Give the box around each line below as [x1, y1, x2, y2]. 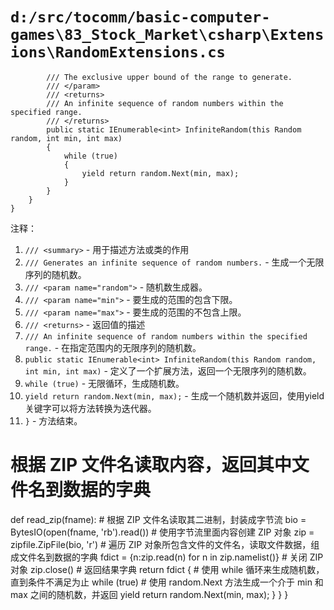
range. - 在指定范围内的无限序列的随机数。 [24, 341, 202, 353]
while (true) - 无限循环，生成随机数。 [24, 377, 185, 389]
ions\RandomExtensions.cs [10, 43, 226, 62]
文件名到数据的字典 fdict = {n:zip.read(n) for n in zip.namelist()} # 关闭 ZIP [18, 551, 324, 563]
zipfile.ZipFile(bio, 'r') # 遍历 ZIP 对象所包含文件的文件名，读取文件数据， [10, 538, 312, 550]
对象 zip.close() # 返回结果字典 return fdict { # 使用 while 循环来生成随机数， [10, 563, 325, 575]
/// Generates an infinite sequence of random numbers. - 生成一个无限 [24, 256, 325, 268]
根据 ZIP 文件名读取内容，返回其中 [10, 454, 292, 477]
